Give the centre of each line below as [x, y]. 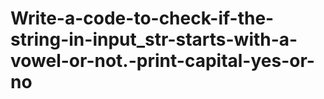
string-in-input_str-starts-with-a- [154, 39]
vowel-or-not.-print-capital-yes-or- [162, 61]
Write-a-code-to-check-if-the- [142, 18]
